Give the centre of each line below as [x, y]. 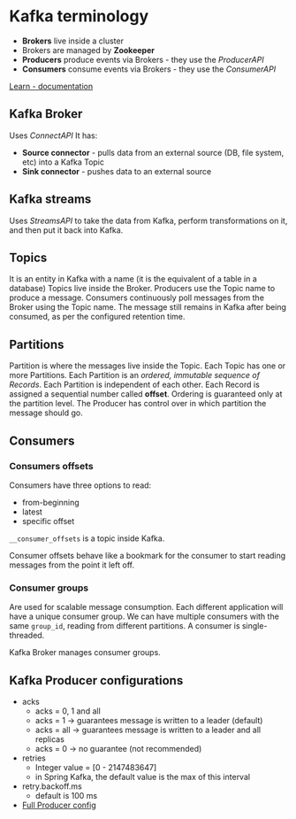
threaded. [27, 636]
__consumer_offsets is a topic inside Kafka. [87, 538]
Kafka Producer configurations [96, 680]
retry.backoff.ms [52, 786]
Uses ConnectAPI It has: [53, 135]
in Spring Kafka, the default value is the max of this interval [142, 777]
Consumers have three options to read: [80, 485]
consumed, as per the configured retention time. [97, 317]
